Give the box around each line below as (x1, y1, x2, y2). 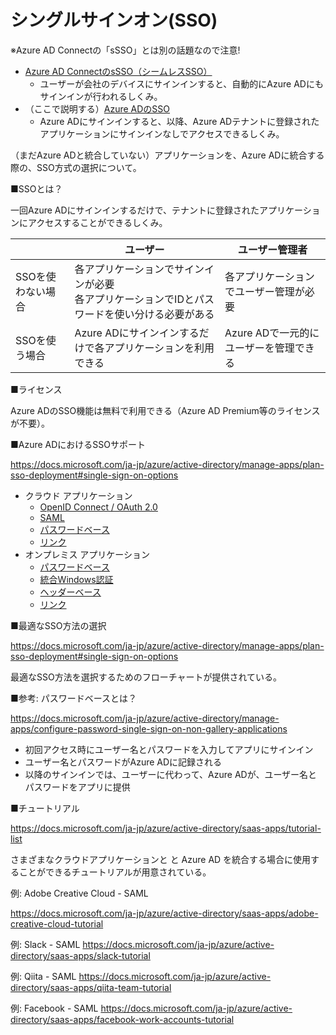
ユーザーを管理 (224, 341, 295, 355)
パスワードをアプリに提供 (24, 781, 131, 793)
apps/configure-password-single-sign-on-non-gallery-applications (10, 722, 288, 735)
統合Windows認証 (39, 573, 114, 585)
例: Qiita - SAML (10, 970, 77, 982)
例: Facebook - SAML (10, 1002, 99, 1014)
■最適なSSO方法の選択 (10, 619, 107, 631)
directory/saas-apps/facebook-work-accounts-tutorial (10, 1013, 235, 1025)
